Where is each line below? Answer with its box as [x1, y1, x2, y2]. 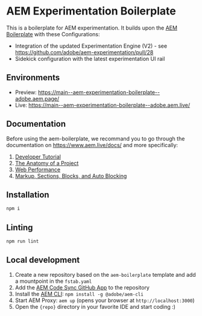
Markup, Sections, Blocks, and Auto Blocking [14, 172, 127, 179]
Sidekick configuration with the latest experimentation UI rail [14, 55, 165, 62]
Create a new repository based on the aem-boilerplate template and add [14, 271, 196, 278]
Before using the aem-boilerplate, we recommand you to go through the [6, 134, 185, 142]
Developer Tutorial [14, 153, 62, 160]
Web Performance [14, 166, 61, 173]
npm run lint [6, 238, 39, 245]
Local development [6, 255, 80, 265]
